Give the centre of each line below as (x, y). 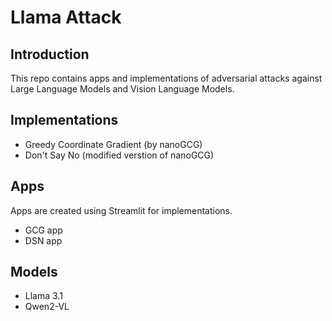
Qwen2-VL (47, 307)
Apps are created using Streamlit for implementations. (121, 210)
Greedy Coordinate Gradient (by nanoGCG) (113, 144)
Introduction (50, 54)
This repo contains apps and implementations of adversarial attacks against (166, 78)
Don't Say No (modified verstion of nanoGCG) (119, 155)
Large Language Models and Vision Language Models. (122, 89)
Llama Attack (66, 17)
